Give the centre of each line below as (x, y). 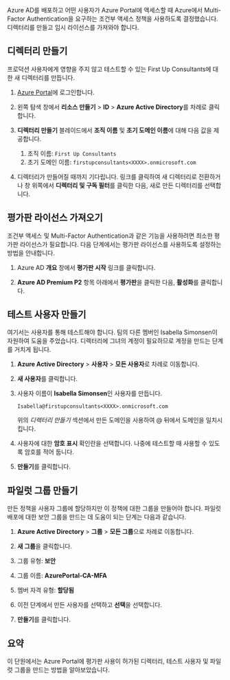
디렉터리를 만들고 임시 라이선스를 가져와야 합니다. (73, 27)
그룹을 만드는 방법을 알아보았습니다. (62, 670)
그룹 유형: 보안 (36, 561)
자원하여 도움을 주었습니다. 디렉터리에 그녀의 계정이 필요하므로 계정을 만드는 (109, 341)
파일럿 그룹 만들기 (43, 490)
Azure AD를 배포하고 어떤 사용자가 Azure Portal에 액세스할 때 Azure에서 (105, 10)
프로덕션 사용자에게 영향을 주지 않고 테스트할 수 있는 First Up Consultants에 (109, 69)
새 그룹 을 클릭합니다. (45, 546)
